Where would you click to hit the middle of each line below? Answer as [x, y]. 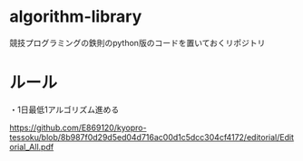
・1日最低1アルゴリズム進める [64, 109]
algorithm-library [76, 17]
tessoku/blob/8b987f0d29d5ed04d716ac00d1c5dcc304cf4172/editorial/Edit [152, 137]
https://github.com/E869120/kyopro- [78, 128]
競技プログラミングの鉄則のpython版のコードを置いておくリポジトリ [137, 43]
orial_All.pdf [32, 147]
